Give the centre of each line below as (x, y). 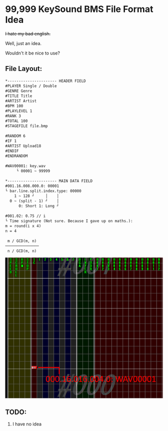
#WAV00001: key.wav (25, 166)
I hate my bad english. (28, 33)
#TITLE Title (19, 96)
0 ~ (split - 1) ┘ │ (34, 201)
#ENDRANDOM (16, 156)
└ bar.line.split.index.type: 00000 (43, 191)
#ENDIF (12, 151)
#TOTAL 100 (16, 121)
